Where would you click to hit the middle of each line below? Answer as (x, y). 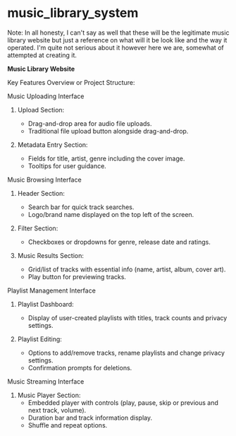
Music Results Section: (51, 255)
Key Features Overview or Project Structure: (71, 82)
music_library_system (73, 13)
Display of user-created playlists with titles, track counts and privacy (128, 318)
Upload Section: (41, 110)
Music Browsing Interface (45, 179)
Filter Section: (38, 228)
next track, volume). (57, 410)
